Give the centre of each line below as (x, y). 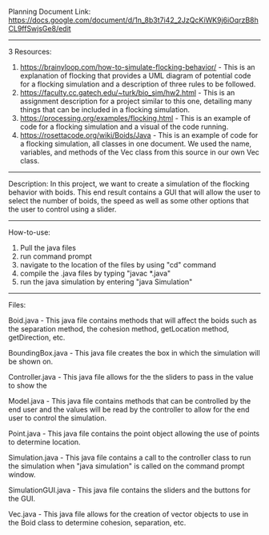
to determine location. (45, 442)
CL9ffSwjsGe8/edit (40, 28)
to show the (28, 385)
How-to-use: (29, 232)
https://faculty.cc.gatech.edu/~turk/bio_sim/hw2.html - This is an (127, 93)
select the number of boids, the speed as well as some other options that (129, 201)
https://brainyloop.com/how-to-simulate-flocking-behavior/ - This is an (137, 67)
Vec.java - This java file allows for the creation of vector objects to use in (128, 514)
